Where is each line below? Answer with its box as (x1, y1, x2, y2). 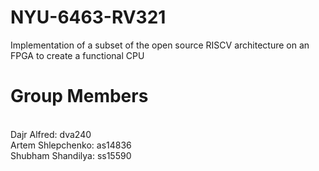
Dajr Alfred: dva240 (10, 128, 92, 140)
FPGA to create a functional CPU (10, 49, 145, 61)
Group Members (10, 85, 149, 108)
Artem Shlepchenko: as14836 (10, 139, 132, 151)
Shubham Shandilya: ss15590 (10, 149, 132, 161)
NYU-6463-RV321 (10, 6, 167, 29)
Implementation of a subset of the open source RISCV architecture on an (10, 39, 310, 51)
